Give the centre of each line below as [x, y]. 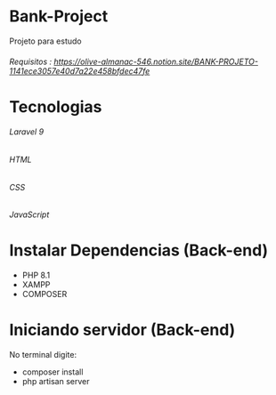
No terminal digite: [43, 355]
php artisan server [56, 382]
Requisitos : [31, 61]
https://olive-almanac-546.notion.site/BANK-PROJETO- [156, 61]
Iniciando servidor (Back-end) [122, 330]
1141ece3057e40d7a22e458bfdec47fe [80, 71]
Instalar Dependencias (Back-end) [139, 250]
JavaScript [29, 214]
